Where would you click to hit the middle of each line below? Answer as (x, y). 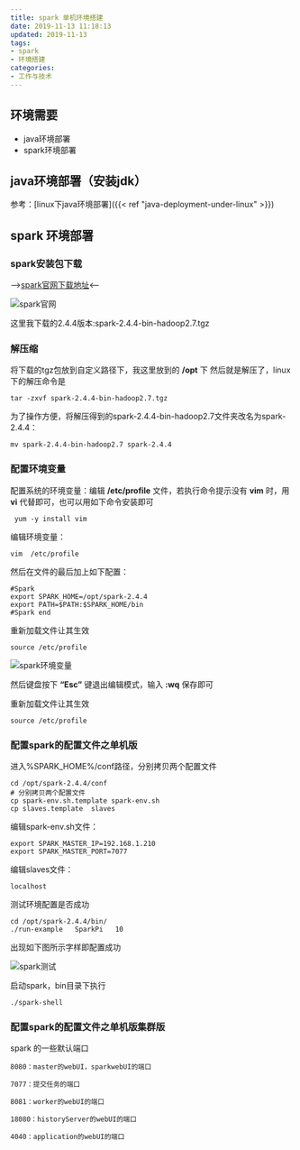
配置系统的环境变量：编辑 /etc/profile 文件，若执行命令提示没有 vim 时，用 (150, 490)
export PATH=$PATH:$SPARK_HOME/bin (77, 604)
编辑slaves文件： (42, 869)
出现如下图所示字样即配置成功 (65, 947)
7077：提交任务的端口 (45, 1085)
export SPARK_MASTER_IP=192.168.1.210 (83, 843)
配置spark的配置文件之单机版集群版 (88, 1026)
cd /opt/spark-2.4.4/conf (59, 783)
